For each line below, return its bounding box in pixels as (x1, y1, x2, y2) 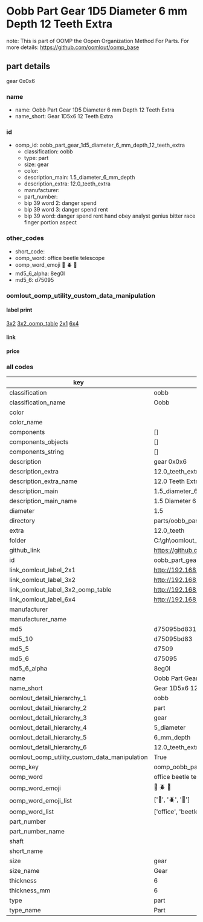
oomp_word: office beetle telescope (14, 254, 105, 261)
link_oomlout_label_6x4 (9, 595, 76, 604)
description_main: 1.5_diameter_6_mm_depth (24, 174, 135, 181)
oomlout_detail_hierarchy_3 (9, 713, 87, 722)
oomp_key (9, 763, 39, 771)
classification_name (9, 398, 66, 407)
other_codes (6, 234, 44, 242)
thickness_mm (9, 886, 51, 895)
